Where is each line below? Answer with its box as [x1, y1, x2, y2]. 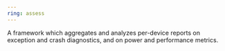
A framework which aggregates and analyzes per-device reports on [7, 29, 201, 37]
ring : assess [7, 10, 45, 17]
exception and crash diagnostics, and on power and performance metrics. [7, 35, 219, 44]
